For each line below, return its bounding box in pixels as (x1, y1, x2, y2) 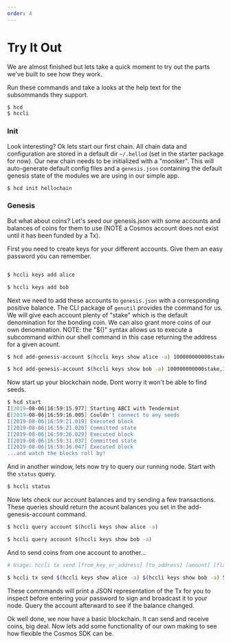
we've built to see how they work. (7, 70, 103, 78)
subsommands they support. (7, 90, 89, 98)
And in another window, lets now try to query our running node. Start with (7, 463, 215, 471)
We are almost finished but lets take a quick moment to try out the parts (7, 63, 210, 71)
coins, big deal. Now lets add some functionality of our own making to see (7, 622, 217, 630)
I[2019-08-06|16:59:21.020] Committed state (7, 424, 137, 431)
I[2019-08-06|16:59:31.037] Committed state (7, 437, 137, 444)
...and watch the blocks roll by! (7, 450, 107, 457)
